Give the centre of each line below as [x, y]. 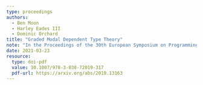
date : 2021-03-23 [28, 51]
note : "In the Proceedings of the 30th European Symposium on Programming [102, 45]
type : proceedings [29, 12]
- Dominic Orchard [35, 34]
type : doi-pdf [29, 62]
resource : [19, 56]
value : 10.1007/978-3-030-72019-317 [58, 67]
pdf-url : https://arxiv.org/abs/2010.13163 [67, 73]
